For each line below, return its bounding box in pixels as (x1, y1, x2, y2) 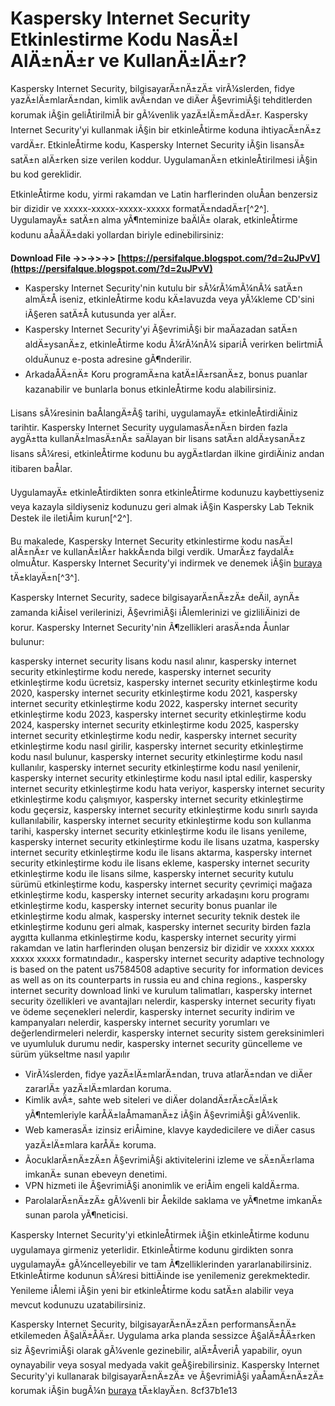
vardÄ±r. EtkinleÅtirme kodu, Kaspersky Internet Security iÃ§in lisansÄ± (10, 138, 306, 151)
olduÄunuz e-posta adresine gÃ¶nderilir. (24, 353, 192, 365)
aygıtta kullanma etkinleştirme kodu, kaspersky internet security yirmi (10, 931, 297, 943)
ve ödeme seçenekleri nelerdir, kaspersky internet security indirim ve (10, 1005, 295, 1017)
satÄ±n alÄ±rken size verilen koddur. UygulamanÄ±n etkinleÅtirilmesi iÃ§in (10, 153, 318, 166)
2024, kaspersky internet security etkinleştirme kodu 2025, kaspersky (10, 718, 300, 731)
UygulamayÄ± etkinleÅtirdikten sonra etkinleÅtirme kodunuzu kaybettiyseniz (10, 486, 325, 498)
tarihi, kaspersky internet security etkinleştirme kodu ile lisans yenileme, (10, 825, 308, 837)
